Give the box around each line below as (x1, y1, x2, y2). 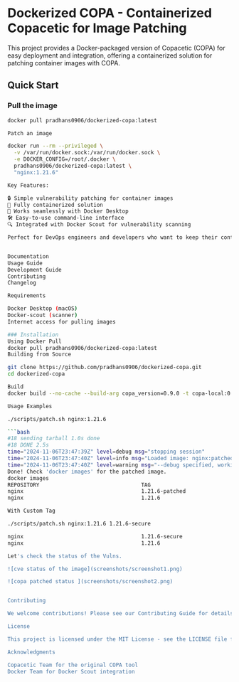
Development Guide (7, 266, 62, 273)
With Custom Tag (7, 507, 55, 515)
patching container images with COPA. (7, 58, 121, 67)
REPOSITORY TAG (7, 481, 152, 489)
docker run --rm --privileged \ (7, 142, 103, 150)
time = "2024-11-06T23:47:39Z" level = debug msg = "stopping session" (7, 448, 205, 456)
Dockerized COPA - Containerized (7, 5, 212, 21)
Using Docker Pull (7, 338, 62, 345)
